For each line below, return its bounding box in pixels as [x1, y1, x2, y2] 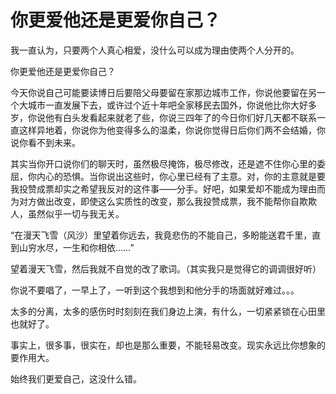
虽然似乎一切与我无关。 [27, 207, 125, 220]
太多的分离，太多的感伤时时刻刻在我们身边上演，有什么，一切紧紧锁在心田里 [10, 305, 326, 317]
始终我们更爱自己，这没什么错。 [10, 372, 142, 385]
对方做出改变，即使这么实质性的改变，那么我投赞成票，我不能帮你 [18, 195, 291, 207]
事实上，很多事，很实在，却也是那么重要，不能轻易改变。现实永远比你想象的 [10, 339, 326, 351]
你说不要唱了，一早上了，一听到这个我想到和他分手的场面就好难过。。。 [10, 284, 300, 296]
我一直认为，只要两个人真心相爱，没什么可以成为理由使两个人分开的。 [10, 44, 300, 56]
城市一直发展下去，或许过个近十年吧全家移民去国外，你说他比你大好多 [27, 99, 317, 111]
